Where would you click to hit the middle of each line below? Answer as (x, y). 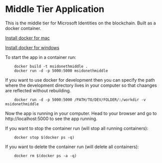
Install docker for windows (32, 47)
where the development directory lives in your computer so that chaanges (81, 85)
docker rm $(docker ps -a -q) (46, 156)
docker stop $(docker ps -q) (44, 137)
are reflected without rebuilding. (38, 90)
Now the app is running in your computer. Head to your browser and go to (81, 113)
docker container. (23, 28)
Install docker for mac (27, 38)
